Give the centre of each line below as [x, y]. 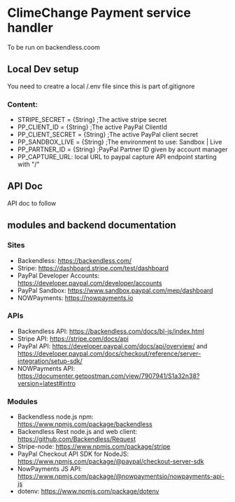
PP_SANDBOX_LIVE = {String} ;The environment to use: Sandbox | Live [120, 142]
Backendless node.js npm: [55, 417]
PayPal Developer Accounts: [58, 276]
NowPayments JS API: [50, 469]
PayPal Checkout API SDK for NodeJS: [73, 454]
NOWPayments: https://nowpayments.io [75, 298]
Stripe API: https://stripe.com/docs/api [73, 339]
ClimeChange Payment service [99, 13]
